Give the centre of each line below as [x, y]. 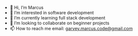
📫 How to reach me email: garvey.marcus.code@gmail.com [71, 28]
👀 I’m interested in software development [52, 13]
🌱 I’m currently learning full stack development [58, 18]
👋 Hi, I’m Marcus [27, 8]
